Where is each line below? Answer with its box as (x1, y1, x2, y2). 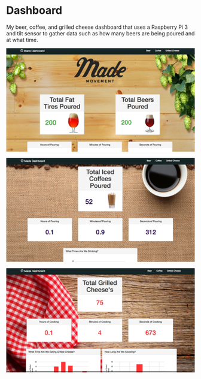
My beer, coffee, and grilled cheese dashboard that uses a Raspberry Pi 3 (6, 23, 188, 31)
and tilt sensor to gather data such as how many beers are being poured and (6, 29, 195, 37)
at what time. (6, 36, 38, 43)
